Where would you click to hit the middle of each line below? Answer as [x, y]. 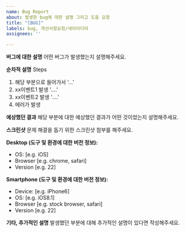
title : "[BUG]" [25, 23]
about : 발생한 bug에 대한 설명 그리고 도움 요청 [58, 17]
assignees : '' [24, 34]
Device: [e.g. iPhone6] [42, 191]
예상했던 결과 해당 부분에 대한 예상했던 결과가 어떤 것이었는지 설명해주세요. [92, 117]
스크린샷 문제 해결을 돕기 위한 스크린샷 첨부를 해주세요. [70, 130]
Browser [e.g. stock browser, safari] [59, 204]
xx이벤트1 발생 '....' [36, 89]
